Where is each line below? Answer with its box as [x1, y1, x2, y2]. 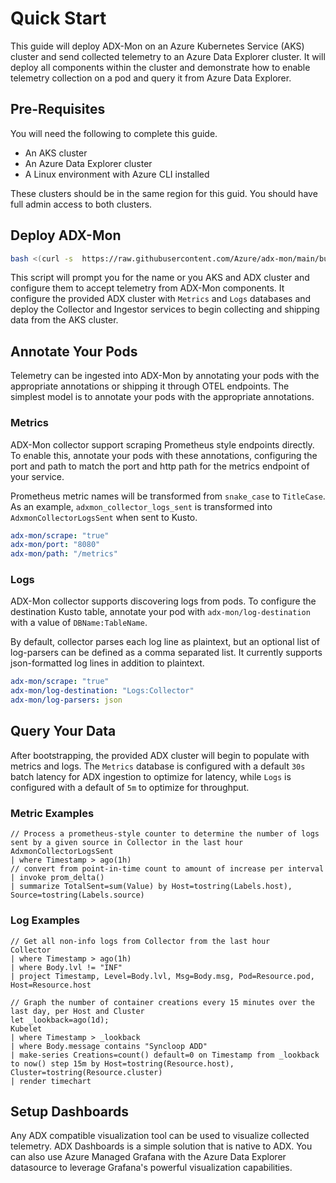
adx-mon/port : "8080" [10, 540, 101, 550]
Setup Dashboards [10, 1103, 129, 1120]
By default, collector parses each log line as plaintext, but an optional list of [10, 636, 320, 648]
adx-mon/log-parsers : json [10, 695, 123, 706]
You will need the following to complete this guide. [10, 127, 218, 139]
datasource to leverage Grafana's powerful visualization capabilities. [10, 1162, 293, 1174]
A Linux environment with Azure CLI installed [24, 168, 210, 180]
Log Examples [10, 913, 80, 927]
